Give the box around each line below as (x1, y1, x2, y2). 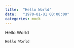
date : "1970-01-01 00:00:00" (5, 12, 70, 17)
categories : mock (5, 16, 41, 21)
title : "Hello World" (5, 7, 52, 12)
